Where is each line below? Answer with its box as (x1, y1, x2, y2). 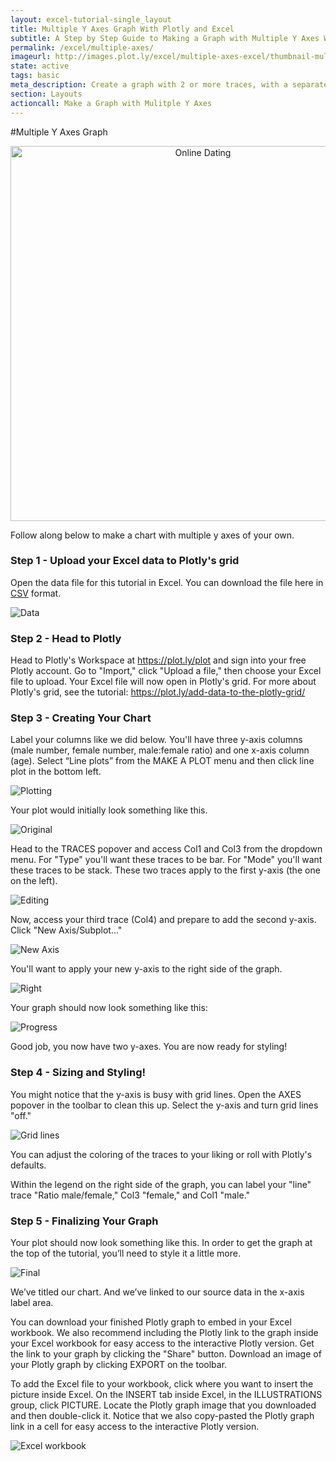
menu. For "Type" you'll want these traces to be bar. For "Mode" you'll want (10, 854, 323, 866)
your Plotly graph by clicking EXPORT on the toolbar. (10, 1358, 228, 1370)
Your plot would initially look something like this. (10, 804, 208, 816)
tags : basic (10, 71, 60, 81)
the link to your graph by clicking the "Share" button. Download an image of (10, 1347, 322, 1360)
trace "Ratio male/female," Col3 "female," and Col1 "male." (10, 1189, 251, 1201)
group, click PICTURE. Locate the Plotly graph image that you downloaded (10, 1399, 317, 1411)
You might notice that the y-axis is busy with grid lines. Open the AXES (10, 1088, 302, 1100)
